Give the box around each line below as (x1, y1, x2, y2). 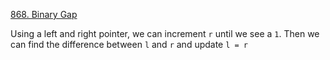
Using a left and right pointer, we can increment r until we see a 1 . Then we (10, 28, 320, 39)
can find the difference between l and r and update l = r (10, 39, 249, 50)
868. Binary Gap (10, 9, 78, 20)
